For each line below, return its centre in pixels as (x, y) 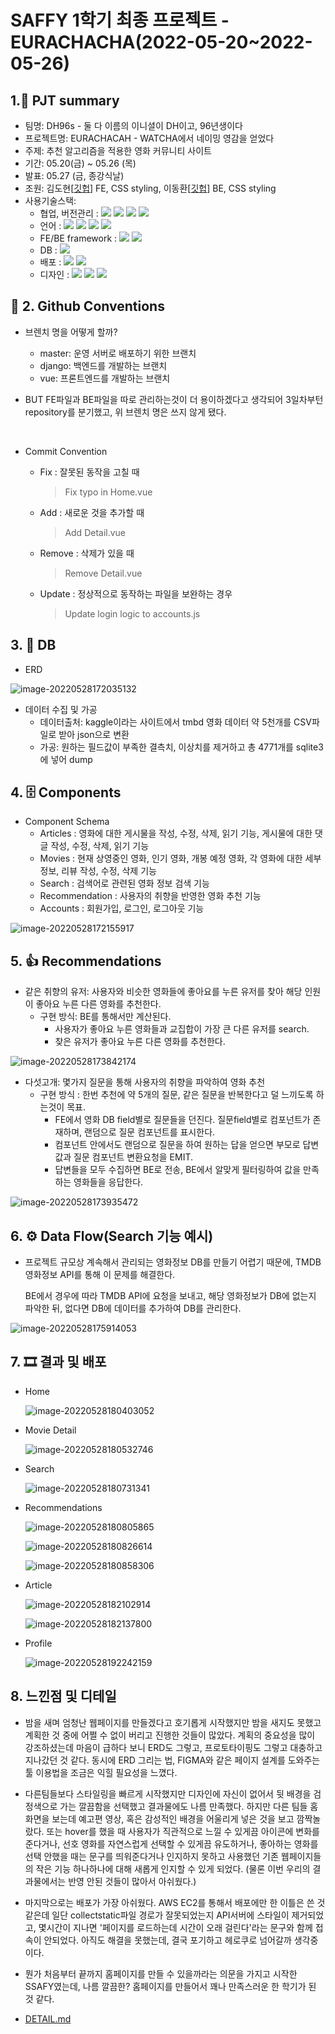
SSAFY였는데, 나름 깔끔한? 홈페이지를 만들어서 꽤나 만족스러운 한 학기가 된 (170, 1986)
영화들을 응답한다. (108, 1182)
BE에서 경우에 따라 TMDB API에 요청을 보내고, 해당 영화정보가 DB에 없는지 (170, 1296)
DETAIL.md (48, 2018)
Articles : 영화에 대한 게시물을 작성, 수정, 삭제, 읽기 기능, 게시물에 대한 (176, 833)
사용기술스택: (50, 200)
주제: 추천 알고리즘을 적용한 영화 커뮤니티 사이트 (118, 150)
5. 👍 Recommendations (86, 961)
